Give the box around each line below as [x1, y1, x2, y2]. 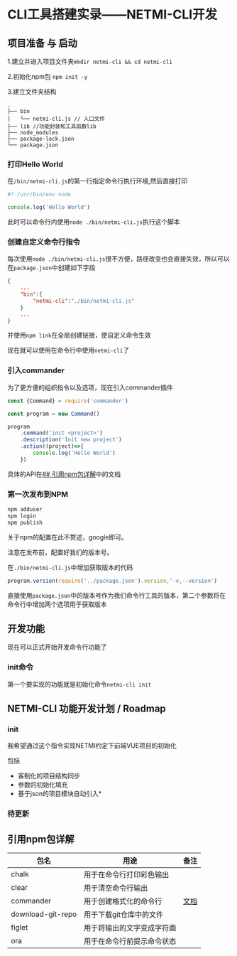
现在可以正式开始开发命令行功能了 [7, 643, 107, 651]
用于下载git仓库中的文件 [84, 910, 164, 920]
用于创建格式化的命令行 [84, 896, 162, 906]
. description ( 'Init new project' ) [20, 436, 122, 444]
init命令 [7, 662, 33, 672]
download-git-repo [11, 909, 77, 919]
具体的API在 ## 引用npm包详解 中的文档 [7, 470, 121, 478]
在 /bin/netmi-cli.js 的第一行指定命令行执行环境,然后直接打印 [7, 177, 188, 186]
